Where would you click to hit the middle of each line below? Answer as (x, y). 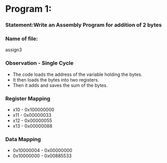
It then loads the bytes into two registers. (56, 79)
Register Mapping (28, 98)
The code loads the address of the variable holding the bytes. (77, 74)
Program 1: (29, 9)
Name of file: (22, 39)
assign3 (14, 50)
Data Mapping (23, 139)
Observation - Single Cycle (40, 63)
